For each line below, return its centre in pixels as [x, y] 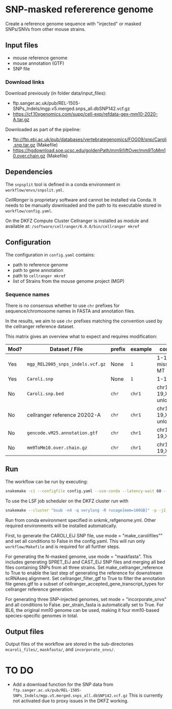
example [141, 349]
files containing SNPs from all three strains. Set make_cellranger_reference [84, 567]
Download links [25, 82]
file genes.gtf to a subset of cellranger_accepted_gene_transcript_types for [84, 584]
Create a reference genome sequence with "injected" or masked [73, 24]
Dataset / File [66, 349]
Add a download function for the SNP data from [63, 684]
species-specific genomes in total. [42, 615]
